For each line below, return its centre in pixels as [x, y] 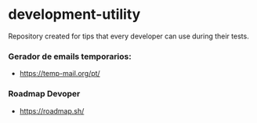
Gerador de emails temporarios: [70, 56]
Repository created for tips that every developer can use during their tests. [128, 36]
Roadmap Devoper [44, 94]
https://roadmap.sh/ [52, 110]
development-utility [74, 14]
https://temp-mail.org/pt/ [60, 74]
